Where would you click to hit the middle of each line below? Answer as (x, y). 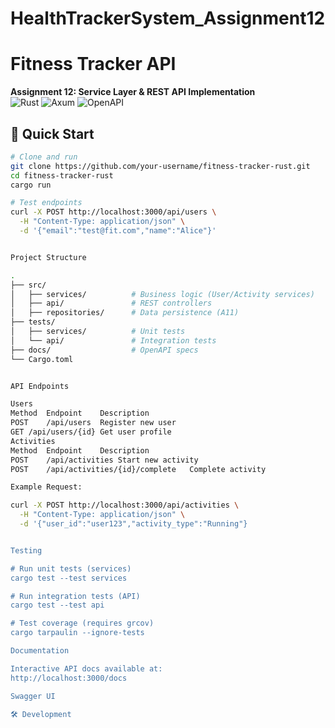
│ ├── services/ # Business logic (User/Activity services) (162, 294)
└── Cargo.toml (42, 359)
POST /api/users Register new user (93, 423)
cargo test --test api (57, 605)
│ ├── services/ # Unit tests (98, 332)
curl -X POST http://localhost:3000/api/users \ (113, 212)
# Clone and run (44, 157)
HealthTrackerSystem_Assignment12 (168, 18)
